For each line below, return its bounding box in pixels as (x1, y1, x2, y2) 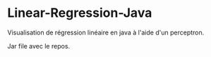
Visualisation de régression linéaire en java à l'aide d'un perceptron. (7, 28, 205, 37)
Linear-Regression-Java (7, 5, 152, 21)
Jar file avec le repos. (7, 42, 71, 50)
